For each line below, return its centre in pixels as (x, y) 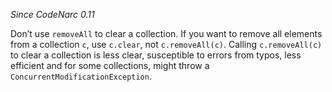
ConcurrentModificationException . (81, 76)
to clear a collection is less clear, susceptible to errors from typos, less (156, 55)
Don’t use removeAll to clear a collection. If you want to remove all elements (166, 33)
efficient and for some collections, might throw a (110, 65)
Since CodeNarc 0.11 (52, 14)
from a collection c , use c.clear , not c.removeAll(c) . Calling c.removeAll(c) (166, 44)
